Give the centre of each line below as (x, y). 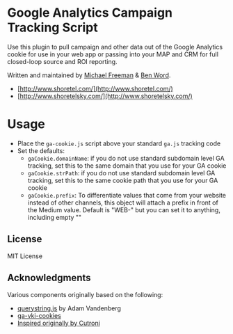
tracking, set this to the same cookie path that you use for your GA (123, 180)
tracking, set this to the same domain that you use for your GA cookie (127, 166)
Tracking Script (53, 27)
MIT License (25, 256)
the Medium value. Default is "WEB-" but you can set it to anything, (124, 209)
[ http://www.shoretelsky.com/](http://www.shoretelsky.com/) (105, 96)
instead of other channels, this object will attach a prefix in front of (123, 202)
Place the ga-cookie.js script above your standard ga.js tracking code (119, 143)
